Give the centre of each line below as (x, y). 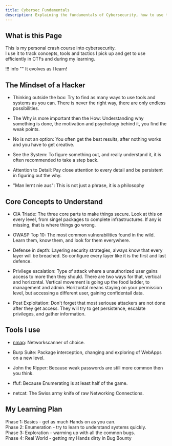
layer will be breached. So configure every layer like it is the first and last (89, 255)
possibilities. (26, 108)
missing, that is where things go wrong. (54, 225)
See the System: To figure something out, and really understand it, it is (87, 155)
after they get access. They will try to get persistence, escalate (79, 308)
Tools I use (23, 330)
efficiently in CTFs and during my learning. (50, 59)
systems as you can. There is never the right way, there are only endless (89, 103)
